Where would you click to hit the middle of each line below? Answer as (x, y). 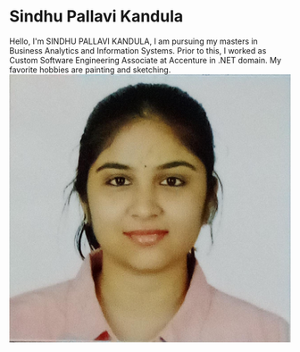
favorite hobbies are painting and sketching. (90, 70)
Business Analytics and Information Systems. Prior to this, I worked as (138, 50)
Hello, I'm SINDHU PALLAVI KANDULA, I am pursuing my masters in (134, 41)
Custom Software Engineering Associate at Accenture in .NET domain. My (146, 60)
